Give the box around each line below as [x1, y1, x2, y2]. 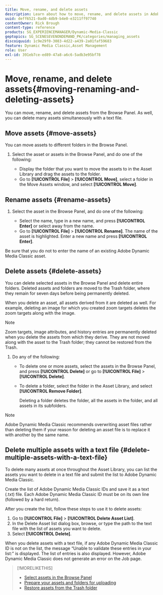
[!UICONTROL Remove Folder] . [19, 388, 82, 394]
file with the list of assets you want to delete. [12, 526, 102, 531]
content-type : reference [5, 25, 55, 30]
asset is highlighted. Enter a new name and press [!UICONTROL [19, 233, 147, 239]
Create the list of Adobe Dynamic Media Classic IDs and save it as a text [5, 486, 149, 492]
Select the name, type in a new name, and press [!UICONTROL [19, 218, 146, 223]
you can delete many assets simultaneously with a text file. [5, 115, 123, 121]
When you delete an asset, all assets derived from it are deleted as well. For [5, 300, 156, 306]
